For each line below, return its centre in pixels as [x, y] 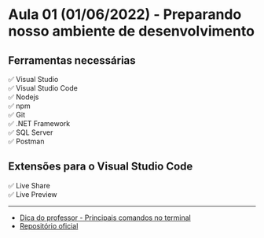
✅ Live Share [29, 185]
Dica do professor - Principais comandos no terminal [105, 218]
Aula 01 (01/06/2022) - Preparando [125, 15]
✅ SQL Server [31, 132]
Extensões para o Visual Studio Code [101, 167]
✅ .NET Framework [39, 123]
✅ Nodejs [24, 97]
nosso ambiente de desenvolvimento [132, 31]
